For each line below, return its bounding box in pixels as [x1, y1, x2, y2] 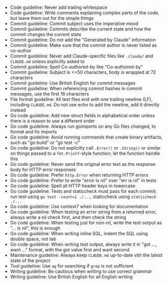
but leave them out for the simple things [10, 15, 94, 21]
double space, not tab [10, 236, 57, 242]
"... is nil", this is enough [10, 225, 61, 231]
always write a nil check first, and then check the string [10, 214, 126, 220]
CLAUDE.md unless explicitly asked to [10, 59, 85, 64]
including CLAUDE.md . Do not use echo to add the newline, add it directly [10, 102, 159, 107]
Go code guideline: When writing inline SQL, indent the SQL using [10, 231, 148, 236]
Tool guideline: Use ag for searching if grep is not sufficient [10, 263, 133, 269]
